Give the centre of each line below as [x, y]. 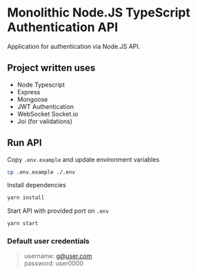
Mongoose [32, 99]
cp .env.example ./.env [41, 172]
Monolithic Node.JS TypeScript [99, 13]
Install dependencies [37, 185]
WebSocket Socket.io [48, 114]
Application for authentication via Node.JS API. [74, 46]
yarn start [23, 224]
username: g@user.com [58, 256]
